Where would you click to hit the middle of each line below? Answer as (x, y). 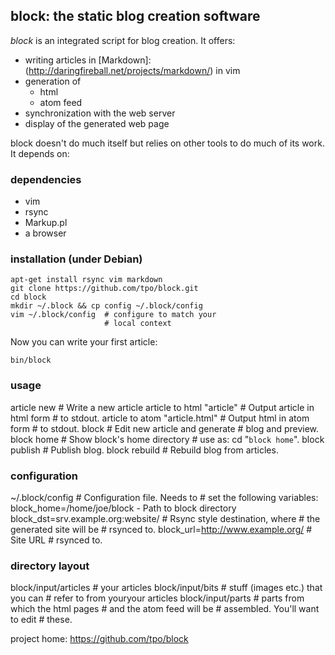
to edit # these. (41, 620)
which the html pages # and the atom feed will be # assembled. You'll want (165, 609)
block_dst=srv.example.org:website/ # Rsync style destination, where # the (165, 518)
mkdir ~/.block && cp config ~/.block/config (106, 306)
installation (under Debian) (76, 259)
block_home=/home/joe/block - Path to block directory (123, 508)
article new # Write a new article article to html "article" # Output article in (162, 407)
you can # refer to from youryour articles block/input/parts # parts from (157, 598)
